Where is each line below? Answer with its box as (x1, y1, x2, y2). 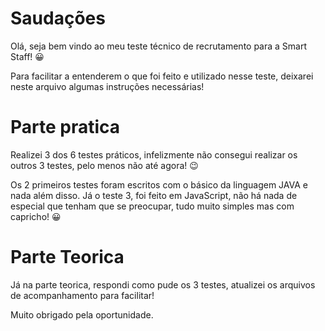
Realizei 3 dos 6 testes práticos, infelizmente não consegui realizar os (10, 148, 298, 161)
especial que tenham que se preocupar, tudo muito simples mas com (10, 200, 295, 212)
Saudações (10, 7, 106, 30)
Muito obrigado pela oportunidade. (10, 308, 154, 321)
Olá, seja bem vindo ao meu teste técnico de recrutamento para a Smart (10, 40, 308, 52)
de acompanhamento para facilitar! (10, 289, 155, 301)
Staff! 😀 (10, 50, 45, 62)
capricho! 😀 (10, 210, 62, 222)
